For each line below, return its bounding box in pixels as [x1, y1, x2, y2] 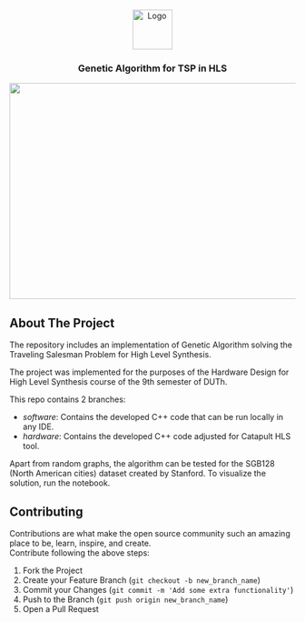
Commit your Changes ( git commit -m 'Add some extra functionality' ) [22, 584, 294, 595]
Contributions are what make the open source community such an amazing [9, 527, 290, 538]
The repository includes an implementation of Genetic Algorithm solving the [9, 339, 293, 350]
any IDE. [22, 421, 54, 432]
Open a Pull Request [22, 603, 100, 614]
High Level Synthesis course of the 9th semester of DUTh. [9, 376, 228, 387]
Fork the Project [22, 565, 84, 576]
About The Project [9, 315, 115, 331]
